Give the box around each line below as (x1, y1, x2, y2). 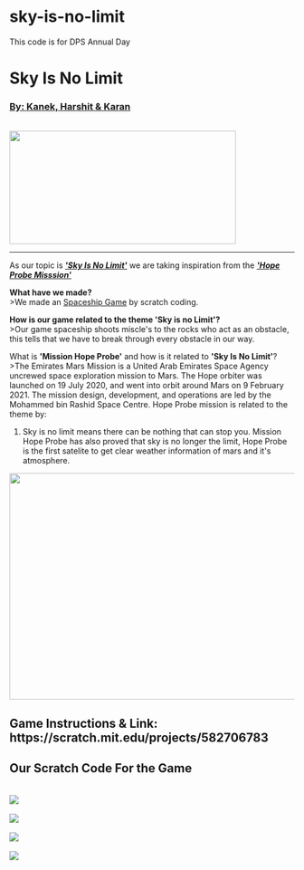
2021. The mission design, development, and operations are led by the (9, 389, 271, 400)
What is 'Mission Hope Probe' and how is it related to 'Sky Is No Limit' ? (9, 351, 278, 362)
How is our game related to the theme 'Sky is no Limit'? (9, 314, 221, 325)
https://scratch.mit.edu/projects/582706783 (9, 730, 269, 745)
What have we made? (9, 287, 92, 298)
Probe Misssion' (9, 270, 72, 281)
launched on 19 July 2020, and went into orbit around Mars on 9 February (9, 380, 285, 391)
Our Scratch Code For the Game (9, 760, 193, 776)
